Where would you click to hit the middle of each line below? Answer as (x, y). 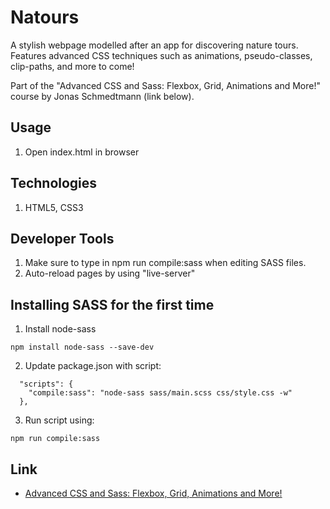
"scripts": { (46, 384)
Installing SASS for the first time (112, 304)
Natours (45, 17)
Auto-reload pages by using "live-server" (110, 273)
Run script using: (59, 420)
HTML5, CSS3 (54, 207)
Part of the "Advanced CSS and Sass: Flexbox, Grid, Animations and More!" (166, 85)
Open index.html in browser (82, 152)
